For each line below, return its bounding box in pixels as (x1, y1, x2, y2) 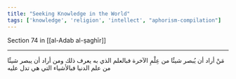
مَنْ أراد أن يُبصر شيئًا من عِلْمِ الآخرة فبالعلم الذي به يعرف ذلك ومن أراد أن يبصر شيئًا (7, 56, 225, 64)
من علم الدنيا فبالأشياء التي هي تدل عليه (7, 64, 111, 72)
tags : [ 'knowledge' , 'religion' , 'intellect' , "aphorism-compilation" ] (7, 17, 221, 24)
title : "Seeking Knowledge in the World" (7, 10, 131, 17)
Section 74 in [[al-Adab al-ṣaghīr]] (7, 36, 107, 44)
